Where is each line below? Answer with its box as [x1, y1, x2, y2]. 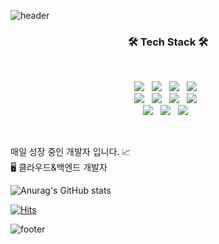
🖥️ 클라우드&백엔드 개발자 [10, 161, 108, 174]
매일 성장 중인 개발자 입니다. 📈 [10, 146, 132, 158]
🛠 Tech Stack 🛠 [127, 35, 209, 49]
